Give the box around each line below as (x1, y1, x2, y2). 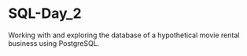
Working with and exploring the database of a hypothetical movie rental (8, 30, 240, 40)
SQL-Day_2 (8, 5, 82, 23)
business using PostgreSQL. (8, 38, 100, 47)
